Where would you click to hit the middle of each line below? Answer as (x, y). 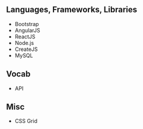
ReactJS (25, 36)
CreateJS (26, 49)
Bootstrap (27, 24)
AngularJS (27, 30)
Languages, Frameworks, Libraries (72, 10)
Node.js (24, 43)
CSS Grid (26, 121)
